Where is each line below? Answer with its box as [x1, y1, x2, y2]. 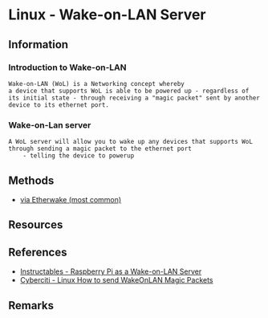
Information [8, 38, 69, 51]
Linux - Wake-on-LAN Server [8, 6, 206, 24]
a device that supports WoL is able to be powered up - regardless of [8, 87, 250, 95]
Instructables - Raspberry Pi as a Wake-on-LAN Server [19, 267, 202, 276]
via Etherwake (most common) [19, 194, 122, 204]
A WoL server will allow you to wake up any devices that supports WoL [8, 138, 253, 146]
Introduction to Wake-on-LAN [8, 62, 127, 73]
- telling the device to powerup [22, 152, 135, 160]
